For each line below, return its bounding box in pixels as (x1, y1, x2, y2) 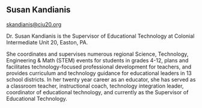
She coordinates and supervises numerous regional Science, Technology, (6, 50, 189, 58)
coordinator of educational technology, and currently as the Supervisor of (6, 88, 189, 95)
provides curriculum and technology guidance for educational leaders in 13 (6, 69, 192, 77)
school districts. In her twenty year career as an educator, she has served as (6, 76, 196, 83)
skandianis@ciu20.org (6, 20, 62, 28)
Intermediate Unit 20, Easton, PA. (6, 38, 88, 46)
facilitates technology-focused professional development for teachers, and (6, 63, 192, 70)
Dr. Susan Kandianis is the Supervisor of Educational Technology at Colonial (6, 32, 195, 40)
